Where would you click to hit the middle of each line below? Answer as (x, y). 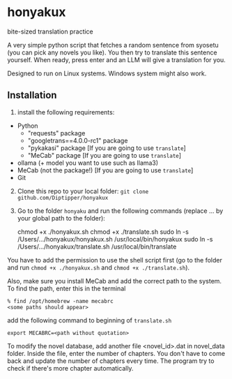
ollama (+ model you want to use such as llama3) (88, 163)
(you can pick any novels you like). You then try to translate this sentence (112, 52)
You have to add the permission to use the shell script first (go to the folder (115, 260)
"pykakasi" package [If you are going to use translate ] (107, 148)
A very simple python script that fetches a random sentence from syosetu (113, 45)
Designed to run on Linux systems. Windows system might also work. (107, 73)
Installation (32, 95)
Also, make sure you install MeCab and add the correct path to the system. (114, 281)
